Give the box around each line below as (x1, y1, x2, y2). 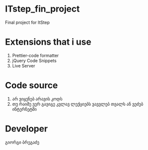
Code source (5, 80, 58, 91)
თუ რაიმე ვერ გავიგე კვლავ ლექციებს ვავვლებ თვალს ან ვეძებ (12, 101, 144, 107)
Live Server (12, 63, 36, 68)
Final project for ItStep (5, 19, 50, 25)
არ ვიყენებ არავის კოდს (12, 96, 63, 101)
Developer (5, 123, 48, 134)
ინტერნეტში (12, 106, 37, 112)
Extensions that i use (5, 36, 92, 48)
